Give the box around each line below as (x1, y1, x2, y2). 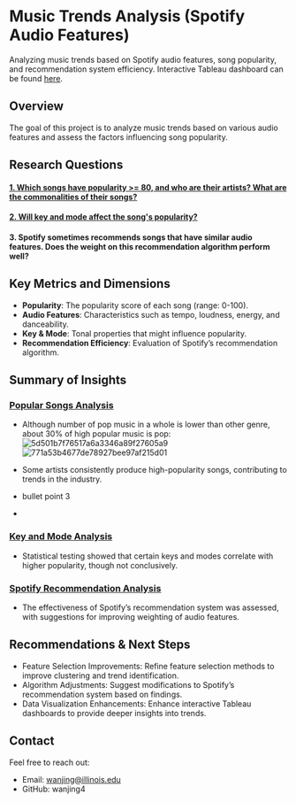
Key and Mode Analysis (9, 530, 113, 543)
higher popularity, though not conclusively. (21, 560, 178, 570)
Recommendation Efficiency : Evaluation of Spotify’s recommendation (21, 337, 278, 348)
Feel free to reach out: (9, 757, 90, 768)
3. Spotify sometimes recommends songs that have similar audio (9, 232, 254, 243)
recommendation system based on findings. (21, 689, 183, 699)
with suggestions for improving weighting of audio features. (21, 612, 240, 622)
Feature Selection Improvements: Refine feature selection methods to (21, 660, 275, 671)
